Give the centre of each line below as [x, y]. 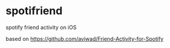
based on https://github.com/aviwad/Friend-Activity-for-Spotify [85, 39]
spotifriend [34, 11]
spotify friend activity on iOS [41, 27]
